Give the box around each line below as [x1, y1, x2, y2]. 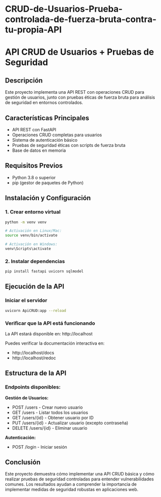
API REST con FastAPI [12, 127, 57, 132]
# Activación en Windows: [5, 242, 57, 247]
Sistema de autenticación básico [12, 137, 78, 143]
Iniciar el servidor [5, 297, 48, 304]
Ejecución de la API [5, 282, 65, 291]
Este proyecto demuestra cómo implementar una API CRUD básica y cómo [5, 471, 155, 477]
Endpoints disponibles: [5, 384, 61, 391]
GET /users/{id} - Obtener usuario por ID [12, 414, 94, 420]
